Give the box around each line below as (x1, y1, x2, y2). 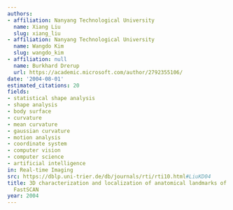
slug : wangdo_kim (13, 50, 64, 57)
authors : (7, 10, 33, 17)
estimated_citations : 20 (7, 82, 80, 89)
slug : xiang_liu (13, 29, 61, 37)
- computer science (7, 153, 64, 161)
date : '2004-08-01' (7, 75, 64, 83)
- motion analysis (7, 134, 61, 141)
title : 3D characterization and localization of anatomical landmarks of (7, 179, 227, 186)
